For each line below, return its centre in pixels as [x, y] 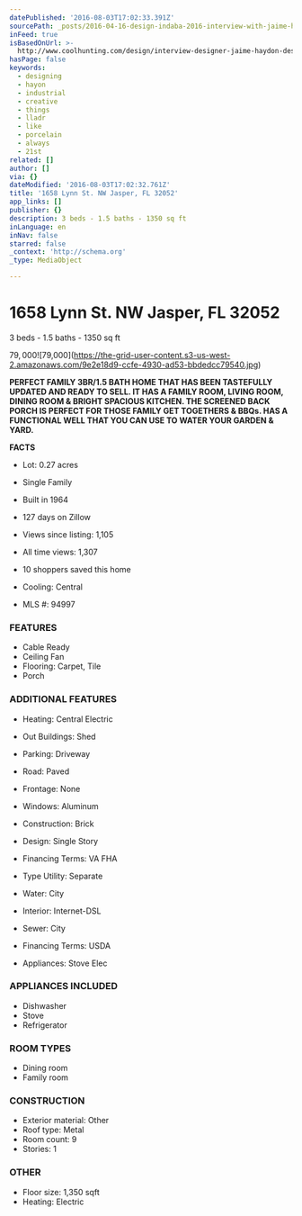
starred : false [38, 244]
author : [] [30, 168]
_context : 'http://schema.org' [68, 252]
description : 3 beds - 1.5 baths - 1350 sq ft [98, 218]
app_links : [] [36, 202]
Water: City [43, 893]
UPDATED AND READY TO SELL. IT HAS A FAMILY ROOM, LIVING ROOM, [147, 392]
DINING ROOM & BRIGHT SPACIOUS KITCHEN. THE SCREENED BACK [140, 401]
